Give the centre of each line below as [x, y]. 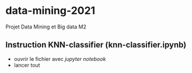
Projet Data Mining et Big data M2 [46, 27]
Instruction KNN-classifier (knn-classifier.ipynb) [96, 45]
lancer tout [27, 65]
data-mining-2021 [50, 11]
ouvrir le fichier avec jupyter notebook [60, 59]
